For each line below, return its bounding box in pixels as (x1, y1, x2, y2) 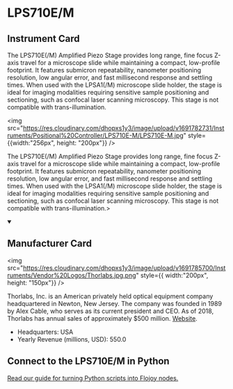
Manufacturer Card (7, 238, 93, 250)
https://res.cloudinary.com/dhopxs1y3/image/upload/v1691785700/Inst (23, 264, 226, 272)
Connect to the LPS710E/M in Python (7, 356, 170, 367)
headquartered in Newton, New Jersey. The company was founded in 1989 (7, 299, 223, 307)
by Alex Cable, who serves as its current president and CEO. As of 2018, (7, 307, 214, 315)
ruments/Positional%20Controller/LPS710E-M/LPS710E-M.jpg (7, 131, 184, 139)
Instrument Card (7, 33, 80, 45)
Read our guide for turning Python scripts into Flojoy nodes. (7, 374, 179, 382)
